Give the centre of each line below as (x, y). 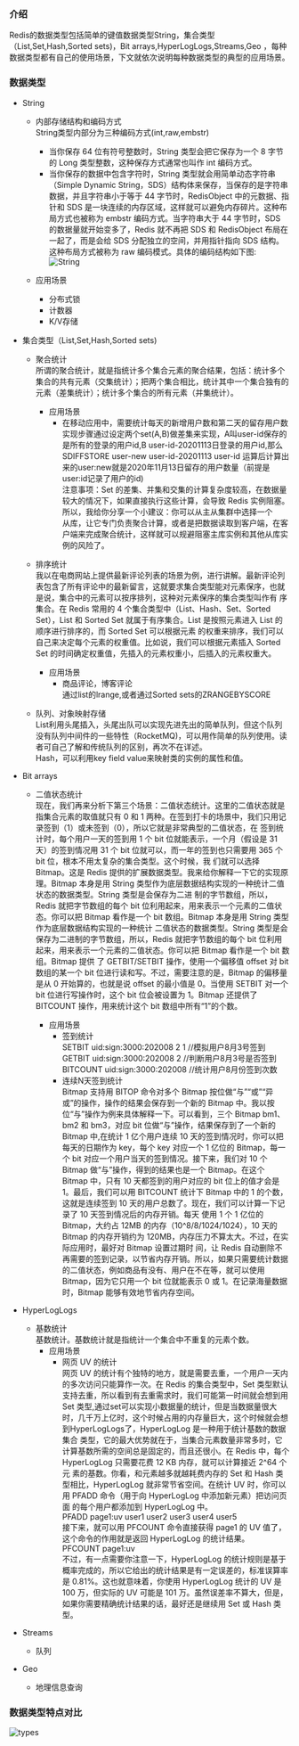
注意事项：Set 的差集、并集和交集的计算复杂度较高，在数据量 (174, 489)
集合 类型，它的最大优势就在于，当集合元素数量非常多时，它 (172, 1439)
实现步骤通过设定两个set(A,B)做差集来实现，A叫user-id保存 (170, 433)
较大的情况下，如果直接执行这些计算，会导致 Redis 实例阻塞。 (176, 500)
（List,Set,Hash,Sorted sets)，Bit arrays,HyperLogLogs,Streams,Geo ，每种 (148, 46)
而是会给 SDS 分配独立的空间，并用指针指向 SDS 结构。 (182, 240)
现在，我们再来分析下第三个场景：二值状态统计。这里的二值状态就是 (160, 805)
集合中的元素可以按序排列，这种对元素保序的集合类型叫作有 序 (173, 597)
